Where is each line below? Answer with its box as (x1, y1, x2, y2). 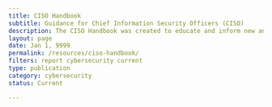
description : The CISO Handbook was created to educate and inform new (8, 27, 255, 35)
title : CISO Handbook (8, 11, 82, 20)
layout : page (8, 34, 53, 43)
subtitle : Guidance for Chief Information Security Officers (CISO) (8, 19, 244, 27)
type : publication (8, 64, 70, 72)
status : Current (8, 79, 63, 87)
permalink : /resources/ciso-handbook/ (8, 49, 139, 57)
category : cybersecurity (8, 72, 92, 80)
